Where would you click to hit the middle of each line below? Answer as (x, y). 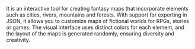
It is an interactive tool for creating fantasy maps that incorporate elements (97, 9)
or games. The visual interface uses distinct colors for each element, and (95, 27)
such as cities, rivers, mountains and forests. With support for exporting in (97, 15)
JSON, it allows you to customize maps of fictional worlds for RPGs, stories (98, 21)
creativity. (18, 40)
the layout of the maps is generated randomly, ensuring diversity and (90, 34)
